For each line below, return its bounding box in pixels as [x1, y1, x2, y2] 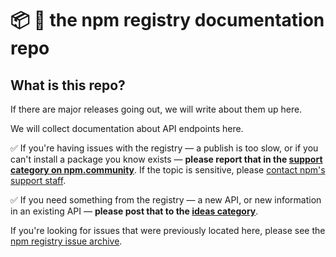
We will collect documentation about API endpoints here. [10, 123, 244, 134]
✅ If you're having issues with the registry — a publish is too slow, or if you [10, 142, 319, 154]
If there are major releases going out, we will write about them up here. [10, 103, 303, 115]
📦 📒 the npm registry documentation [10, 9, 325, 32]
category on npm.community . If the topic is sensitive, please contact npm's [10, 164, 326, 176]
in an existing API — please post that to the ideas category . [10, 205, 259, 217]
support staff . [10, 175, 67, 186]
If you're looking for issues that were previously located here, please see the [10, 225, 326, 236]
